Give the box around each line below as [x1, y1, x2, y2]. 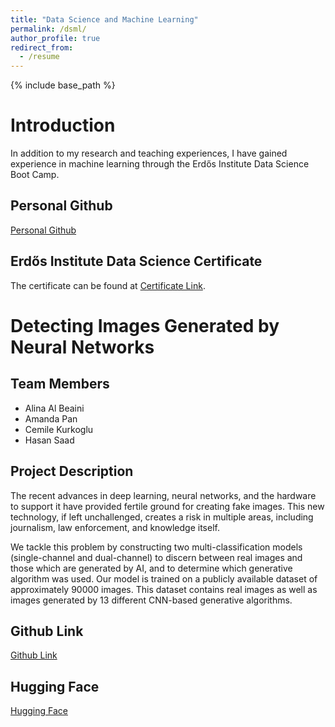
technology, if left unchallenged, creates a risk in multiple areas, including [10, 511, 314, 523]
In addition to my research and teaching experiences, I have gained [10, 147, 288, 160]
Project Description [10, 463, 134, 480]
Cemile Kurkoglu [24, 423, 94, 435]
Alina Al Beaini [24, 402, 85, 414]
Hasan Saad [24, 434, 75, 446]
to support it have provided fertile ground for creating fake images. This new [10, 500, 325, 512]
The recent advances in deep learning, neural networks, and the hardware [10, 489, 317, 501]
